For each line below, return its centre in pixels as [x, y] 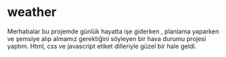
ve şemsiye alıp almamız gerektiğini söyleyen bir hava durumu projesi [107, 38]
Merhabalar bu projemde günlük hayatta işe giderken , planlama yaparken [113, 31]
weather [32, 12]
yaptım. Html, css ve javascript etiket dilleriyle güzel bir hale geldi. [102, 46]
